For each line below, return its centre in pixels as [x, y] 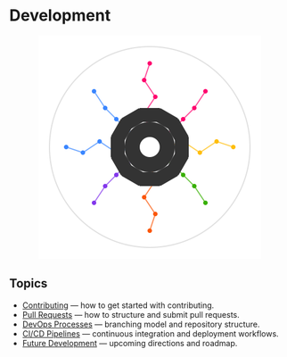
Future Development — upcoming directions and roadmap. [130, 343]
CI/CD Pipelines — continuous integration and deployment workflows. [150, 333]
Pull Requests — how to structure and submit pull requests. [131, 314]
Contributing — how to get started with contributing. [118, 305]
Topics [29, 283]
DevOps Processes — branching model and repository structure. [141, 324]
